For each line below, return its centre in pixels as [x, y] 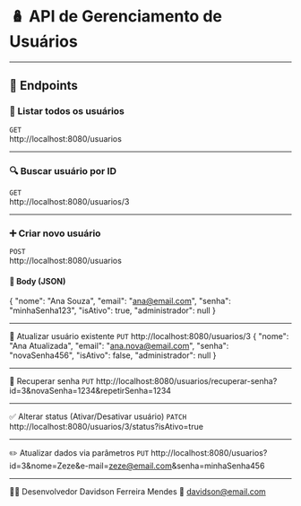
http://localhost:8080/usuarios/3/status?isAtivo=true [107, 427]
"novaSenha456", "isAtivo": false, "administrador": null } [113, 355]
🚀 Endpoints [44, 86]
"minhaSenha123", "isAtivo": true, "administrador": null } [113, 310]
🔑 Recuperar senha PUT [52, 381]
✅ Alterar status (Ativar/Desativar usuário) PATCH [98, 416]
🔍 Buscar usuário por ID [63, 170]
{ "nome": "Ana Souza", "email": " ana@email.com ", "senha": [120, 301]
